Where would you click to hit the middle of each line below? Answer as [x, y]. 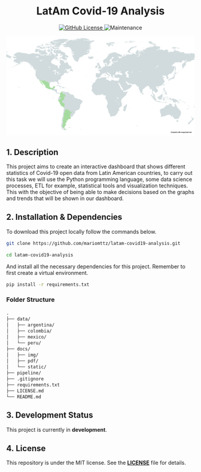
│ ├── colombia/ [29, 331]
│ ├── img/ [22, 355]
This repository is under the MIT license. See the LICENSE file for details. [96, 463]
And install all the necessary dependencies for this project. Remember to [96, 266]
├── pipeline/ [24, 373]
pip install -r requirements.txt [48, 285]
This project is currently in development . [57, 429]
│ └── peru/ [24, 343]
